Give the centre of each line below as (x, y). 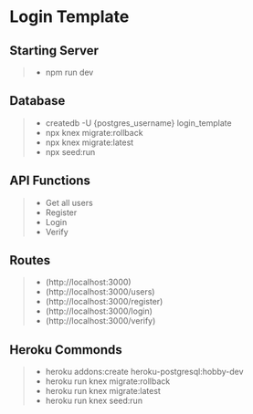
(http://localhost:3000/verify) (100, 321)
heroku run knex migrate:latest (103, 391)
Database (37, 101)
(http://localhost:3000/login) (99, 311)
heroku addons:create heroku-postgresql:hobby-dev (144, 372)
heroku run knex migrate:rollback (108, 381)
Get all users (69, 202)
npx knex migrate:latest (90, 142)
